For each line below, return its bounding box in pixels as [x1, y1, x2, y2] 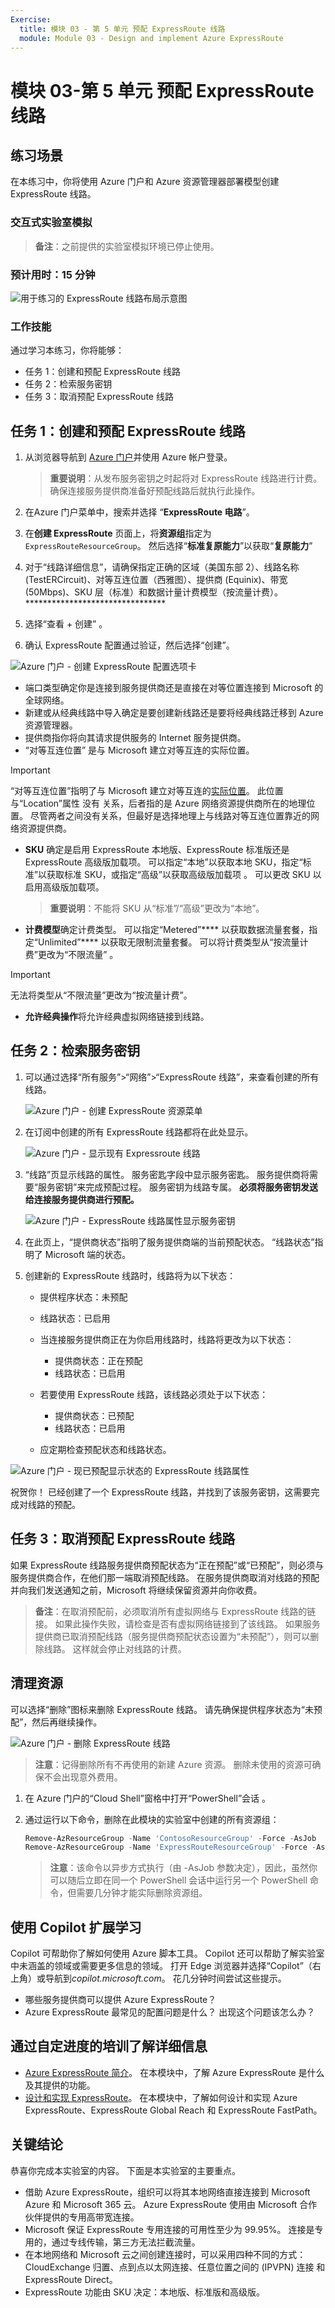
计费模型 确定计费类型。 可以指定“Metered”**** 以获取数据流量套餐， [24, 924, 310, 936]
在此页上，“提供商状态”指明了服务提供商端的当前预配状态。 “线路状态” [24, 1236, 315, 1248]
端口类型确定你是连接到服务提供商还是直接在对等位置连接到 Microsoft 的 [24, 682, 324, 694]
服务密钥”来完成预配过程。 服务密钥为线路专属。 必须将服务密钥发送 [37, 1181, 319, 1193]
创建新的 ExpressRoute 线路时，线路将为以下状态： [24, 1269, 237, 1281]
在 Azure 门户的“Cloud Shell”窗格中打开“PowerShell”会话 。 [24, 1792, 271, 1804]
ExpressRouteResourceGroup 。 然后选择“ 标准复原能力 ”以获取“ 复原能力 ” [24, 540, 313, 552]
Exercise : [10, 14, 52, 25]
